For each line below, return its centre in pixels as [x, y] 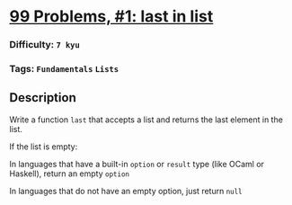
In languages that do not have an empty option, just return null [126, 191]
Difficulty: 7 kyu [45, 45]
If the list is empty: [44, 147]
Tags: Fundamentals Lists [64, 69]
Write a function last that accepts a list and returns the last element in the [146, 120]
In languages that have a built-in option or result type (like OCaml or [137, 164]
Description [43, 98]
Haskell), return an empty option [70, 174]
